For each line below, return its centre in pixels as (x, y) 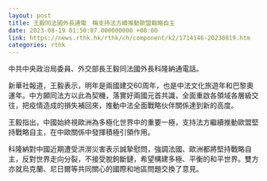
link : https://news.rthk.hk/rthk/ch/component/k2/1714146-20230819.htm (129, 38)
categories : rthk (37, 45)
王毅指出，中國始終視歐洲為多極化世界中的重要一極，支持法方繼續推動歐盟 (130, 122)
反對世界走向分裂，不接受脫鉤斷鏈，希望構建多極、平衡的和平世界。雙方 (140, 159)
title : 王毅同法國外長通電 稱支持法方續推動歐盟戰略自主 (92, 23)
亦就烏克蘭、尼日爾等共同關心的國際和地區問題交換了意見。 (106, 169)
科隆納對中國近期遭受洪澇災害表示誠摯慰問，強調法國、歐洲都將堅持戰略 (126, 149)
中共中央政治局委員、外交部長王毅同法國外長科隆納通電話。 (106, 69)
